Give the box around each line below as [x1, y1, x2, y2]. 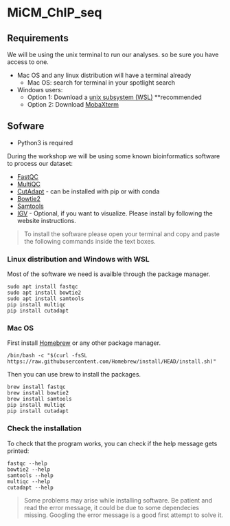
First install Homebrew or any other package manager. [7, 339, 161, 347]
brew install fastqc [7, 383, 67, 390]
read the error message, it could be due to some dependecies [23, 503, 199, 512]
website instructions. [16, 216, 77, 224]
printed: [7, 446, 30, 455]
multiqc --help [7, 478, 51, 485]
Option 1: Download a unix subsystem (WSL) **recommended [27, 93, 203, 101]
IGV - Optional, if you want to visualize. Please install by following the [16, 209, 213, 218]
